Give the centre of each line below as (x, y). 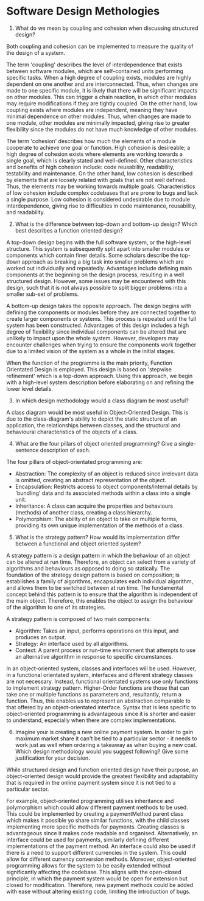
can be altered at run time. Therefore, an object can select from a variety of (101, 562)
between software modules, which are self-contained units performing (95, 71)
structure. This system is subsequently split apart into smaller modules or (98, 248)
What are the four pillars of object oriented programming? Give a (96, 443)
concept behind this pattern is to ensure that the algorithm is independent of (102, 594)
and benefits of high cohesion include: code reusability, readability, (90, 167)
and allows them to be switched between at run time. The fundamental (95, 587)
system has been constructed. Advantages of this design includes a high (98, 325)
